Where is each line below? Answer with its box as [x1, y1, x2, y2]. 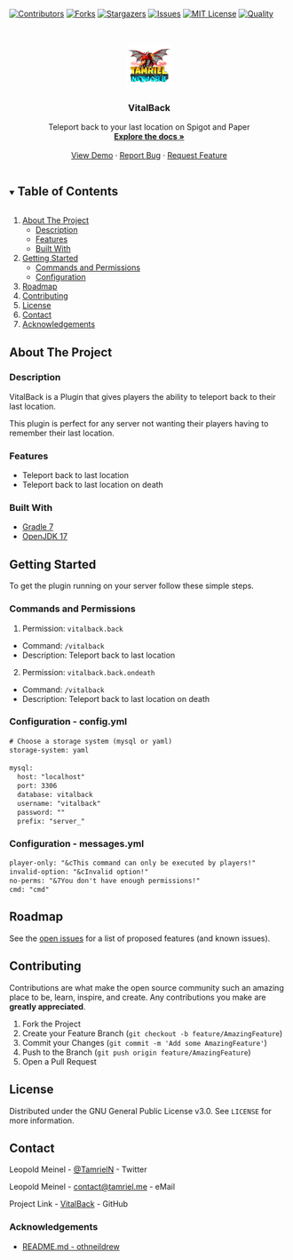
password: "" [17, 808, 66, 817]
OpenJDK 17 [21, 531, 68, 542]
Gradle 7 [21, 522, 54, 532]
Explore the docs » [114, 132, 185, 142]
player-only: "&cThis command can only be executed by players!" [9, 858, 256, 868]
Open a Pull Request [21, 1056, 98, 1066]
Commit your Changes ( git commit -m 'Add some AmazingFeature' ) [21, 1037, 268, 1048]
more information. [9, 1115, 75, 1126]
